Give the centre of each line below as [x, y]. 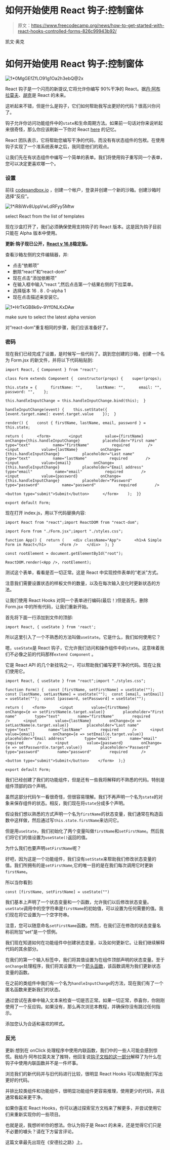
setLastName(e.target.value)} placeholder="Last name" [72, 726]
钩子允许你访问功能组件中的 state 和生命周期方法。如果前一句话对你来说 [80, 123]
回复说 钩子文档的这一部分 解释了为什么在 [120, 1056]
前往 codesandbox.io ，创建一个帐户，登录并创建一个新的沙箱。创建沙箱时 [83, 190]
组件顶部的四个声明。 [27, 786]
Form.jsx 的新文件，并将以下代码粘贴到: [52, 360]
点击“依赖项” [26, 265]
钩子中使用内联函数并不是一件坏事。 [43, 1063]
